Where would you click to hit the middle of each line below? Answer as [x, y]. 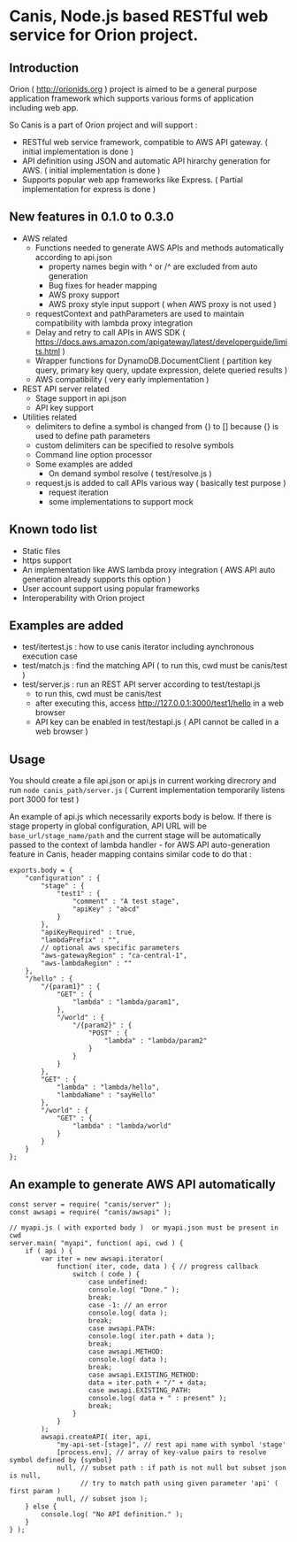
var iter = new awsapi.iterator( [103, 1259]
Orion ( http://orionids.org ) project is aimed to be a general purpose [133, 89]
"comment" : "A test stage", [126, 902]
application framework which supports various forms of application [131, 98]
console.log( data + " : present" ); [157, 1399]
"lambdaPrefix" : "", [81, 940]
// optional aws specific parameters [110, 948]
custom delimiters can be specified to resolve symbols [134, 445]
